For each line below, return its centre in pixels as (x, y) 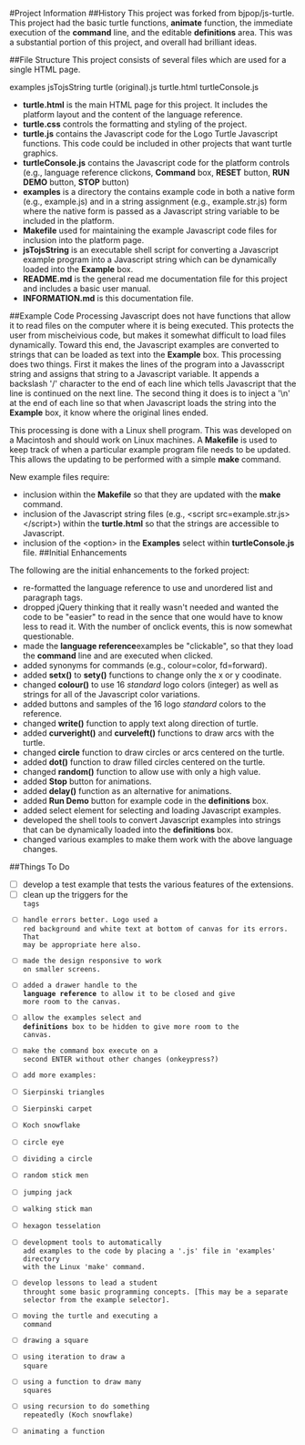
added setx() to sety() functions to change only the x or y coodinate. (152, 675)
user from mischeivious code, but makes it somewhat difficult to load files (148, 335)
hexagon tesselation (61, 1226)
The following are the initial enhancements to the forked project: (130, 570)
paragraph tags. (53, 597)
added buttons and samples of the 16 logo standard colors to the (144, 704)
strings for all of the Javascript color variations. (111, 694)
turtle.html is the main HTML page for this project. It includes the (145, 105)
